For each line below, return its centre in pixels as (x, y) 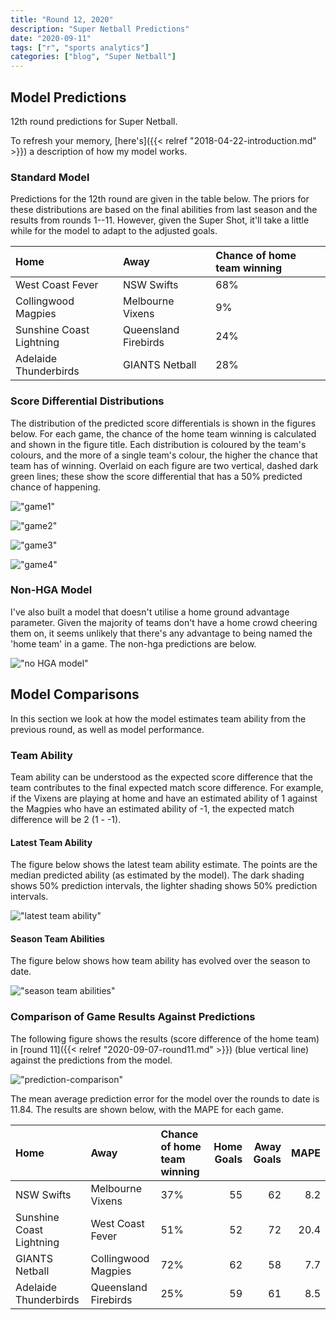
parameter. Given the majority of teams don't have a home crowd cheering (164, 622)
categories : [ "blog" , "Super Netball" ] (93, 57)
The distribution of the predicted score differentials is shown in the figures (163, 423)
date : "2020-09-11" (51, 38)
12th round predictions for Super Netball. (94, 121)
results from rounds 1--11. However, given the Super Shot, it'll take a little (160, 220)
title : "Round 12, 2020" (62, 19)
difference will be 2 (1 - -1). (66, 819)
